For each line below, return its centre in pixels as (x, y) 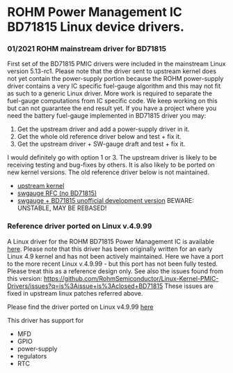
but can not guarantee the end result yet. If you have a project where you (112, 108)
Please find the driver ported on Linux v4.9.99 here (80, 307)
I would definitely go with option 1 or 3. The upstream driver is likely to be (112, 158)
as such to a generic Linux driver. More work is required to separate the (110, 93)
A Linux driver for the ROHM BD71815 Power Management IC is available (111, 241)
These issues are (189, 286)
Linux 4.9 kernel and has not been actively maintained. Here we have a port (115, 256)
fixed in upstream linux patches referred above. (75, 293)
